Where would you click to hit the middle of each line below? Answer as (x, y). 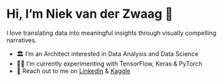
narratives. (22, 40)
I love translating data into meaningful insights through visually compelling (111, 33)
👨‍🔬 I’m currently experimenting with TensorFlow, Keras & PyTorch (109, 64)
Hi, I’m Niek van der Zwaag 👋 (90, 14)
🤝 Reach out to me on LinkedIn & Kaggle (73, 70)
